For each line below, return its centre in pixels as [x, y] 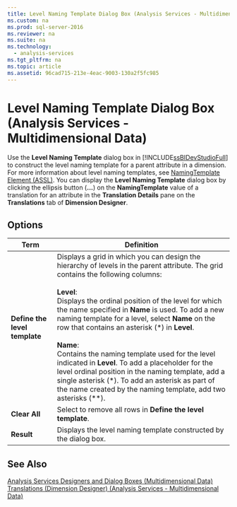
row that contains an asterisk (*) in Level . [126, 327]
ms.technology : [30, 47]
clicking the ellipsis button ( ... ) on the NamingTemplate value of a [103, 187]
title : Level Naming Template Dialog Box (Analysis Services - [102, 14]
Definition [141, 245]
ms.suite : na [26, 40]
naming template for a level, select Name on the [136, 319]
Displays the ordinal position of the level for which [139, 301]
